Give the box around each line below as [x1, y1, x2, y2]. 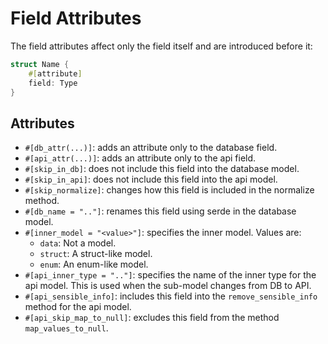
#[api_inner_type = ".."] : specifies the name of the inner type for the [24, 269, 317, 281]
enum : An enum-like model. [39, 258, 149, 271]
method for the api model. [24, 301, 132, 313]
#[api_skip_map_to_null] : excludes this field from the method [24, 312, 280, 324]
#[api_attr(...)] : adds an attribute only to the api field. [24, 152, 257, 164]
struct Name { [10, 59, 70, 69]
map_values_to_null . [24, 322, 109, 334]
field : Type [28, 78, 78, 88]
